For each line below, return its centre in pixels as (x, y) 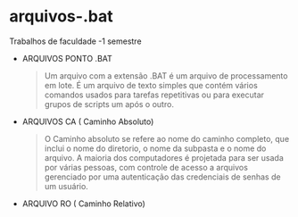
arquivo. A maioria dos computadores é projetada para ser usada (164, 157)
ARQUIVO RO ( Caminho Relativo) (83, 204)
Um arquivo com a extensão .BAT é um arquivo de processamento (166, 75)
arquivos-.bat (61, 17)
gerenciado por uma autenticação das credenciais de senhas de (162, 177)
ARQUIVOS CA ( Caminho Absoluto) (88, 121)
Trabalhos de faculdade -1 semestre (75, 41)
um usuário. (66, 186)
